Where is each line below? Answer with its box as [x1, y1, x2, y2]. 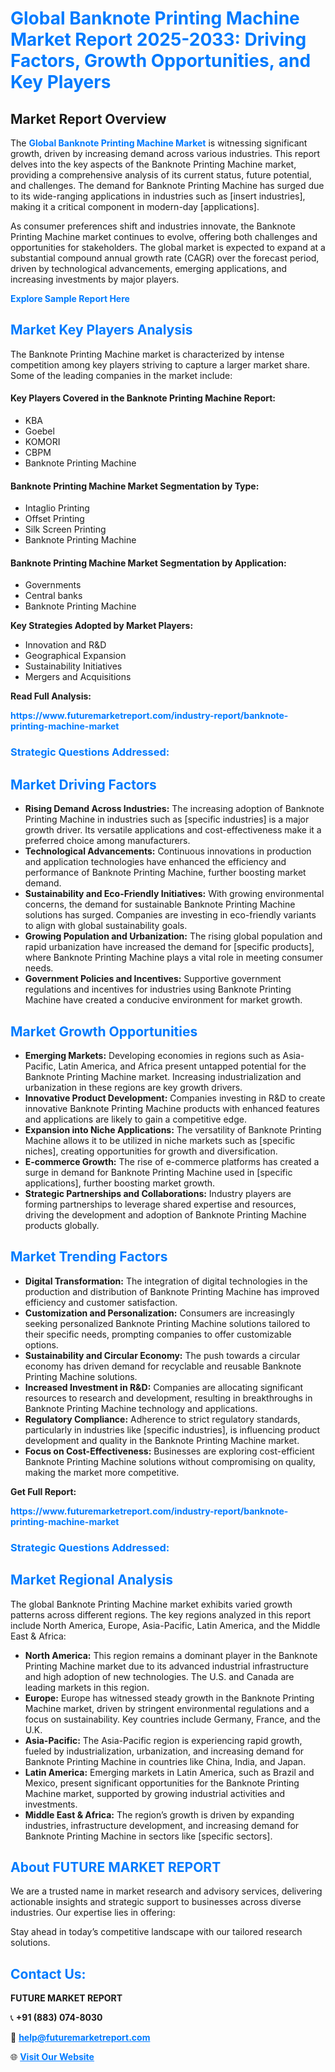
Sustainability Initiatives [24, 660, 123, 672]
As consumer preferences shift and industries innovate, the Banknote [10, 220, 296, 232]
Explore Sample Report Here [10, 293, 130, 304]
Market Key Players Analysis [10, 322, 193, 339]
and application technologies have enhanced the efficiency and [24, 856, 287, 868]
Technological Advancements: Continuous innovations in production [24, 845, 312, 857]
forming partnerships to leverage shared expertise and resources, [24, 1198, 297, 1210]
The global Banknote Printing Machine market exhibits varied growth [10, 1598, 293, 1610]
